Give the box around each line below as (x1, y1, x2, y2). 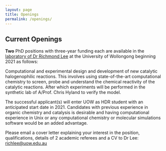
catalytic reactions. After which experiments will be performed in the (5, 84, 146, 90)
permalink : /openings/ (5, 16, 52, 21)
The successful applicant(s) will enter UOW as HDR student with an (5, 99, 143, 105)
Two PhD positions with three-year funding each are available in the (5, 48, 145, 54)
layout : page (5, 7, 32, 12)
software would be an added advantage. (5, 120, 88, 126)
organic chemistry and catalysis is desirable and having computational (5, 110, 150, 116)
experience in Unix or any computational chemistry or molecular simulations (5, 115, 161, 121)
